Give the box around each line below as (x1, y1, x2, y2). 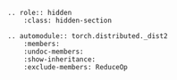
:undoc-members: (23, 47, 85, 56)
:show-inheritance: (23, 55, 97, 64)
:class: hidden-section (23, 16, 113, 25)
